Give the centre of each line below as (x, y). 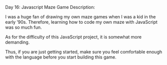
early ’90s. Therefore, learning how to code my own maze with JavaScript (81, 22)
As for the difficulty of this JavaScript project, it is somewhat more (73, 37)
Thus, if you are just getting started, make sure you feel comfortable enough (84, 52)
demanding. (17, 42)
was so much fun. (23, 27)
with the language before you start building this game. (61, 57)
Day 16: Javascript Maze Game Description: (50, 7)
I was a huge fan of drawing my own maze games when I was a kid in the (80, 17)
